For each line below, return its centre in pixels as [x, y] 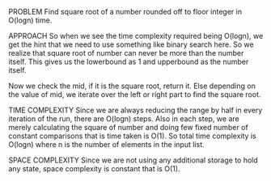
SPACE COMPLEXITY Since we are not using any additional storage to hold [133, 160]
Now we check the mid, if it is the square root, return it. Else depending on [132, 86]
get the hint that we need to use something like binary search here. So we [131, 44]
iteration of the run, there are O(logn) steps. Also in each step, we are [124, 119]
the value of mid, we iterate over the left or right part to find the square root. [135, 95]
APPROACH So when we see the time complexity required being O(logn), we [136, 36]
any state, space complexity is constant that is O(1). [94, 168]
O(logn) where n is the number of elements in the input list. [106, 144]
